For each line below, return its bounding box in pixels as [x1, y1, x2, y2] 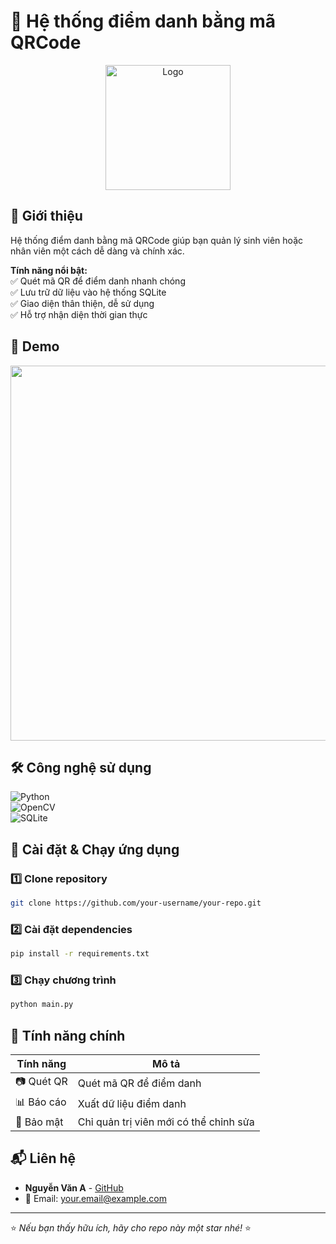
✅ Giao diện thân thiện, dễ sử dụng [10, 297, 155, 309]
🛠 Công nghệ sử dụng [10, 759, 152, 776]
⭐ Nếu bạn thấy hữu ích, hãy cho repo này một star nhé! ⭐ [10, 1221, 252, 1234]
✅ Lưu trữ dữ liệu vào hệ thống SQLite [10, 286, 167, 298]
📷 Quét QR [15, 1075, 68, 1089]
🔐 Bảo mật [15, 1115, 64, 1129]
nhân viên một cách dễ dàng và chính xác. [10, 245, 185, 257]
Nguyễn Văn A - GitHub [24, 1181, 124, 1194]
